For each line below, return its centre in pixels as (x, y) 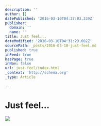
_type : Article (20, 77)
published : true (21, 50)
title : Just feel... (26, 37)
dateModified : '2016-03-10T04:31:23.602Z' (49, 41)
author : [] (16, 14)
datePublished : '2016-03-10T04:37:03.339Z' (50, 18)
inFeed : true (18, 55)
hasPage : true (19, 59)
